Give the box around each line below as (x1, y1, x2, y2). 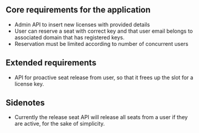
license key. (14, 80, 45, 87)
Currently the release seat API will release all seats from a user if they (14, 114, 188, 121)
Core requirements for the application (5, 5, 151, 15)
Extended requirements (5, 57, 97, 68)
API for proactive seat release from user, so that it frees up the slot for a (14, 74, 194, 81)
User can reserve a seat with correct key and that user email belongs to (14, 27, 193, 34)
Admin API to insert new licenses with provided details (14, 21, 151, 28)
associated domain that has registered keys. (14, 33, 125, 41)
